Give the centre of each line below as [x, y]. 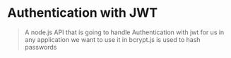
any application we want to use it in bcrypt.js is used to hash [112, 39]
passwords [41, 47]
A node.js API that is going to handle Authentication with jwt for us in [124, 32]
